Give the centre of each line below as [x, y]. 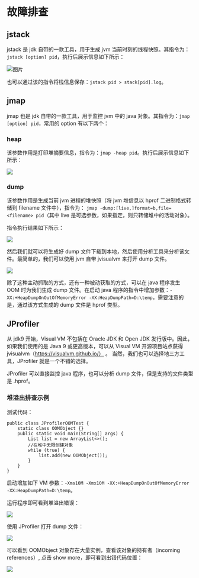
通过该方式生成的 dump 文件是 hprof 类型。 [70, 305]
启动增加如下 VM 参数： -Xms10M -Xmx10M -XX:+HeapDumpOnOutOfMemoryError [98, 483]
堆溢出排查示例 [28, 398]
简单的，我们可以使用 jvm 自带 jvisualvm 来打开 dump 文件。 [96, 259]
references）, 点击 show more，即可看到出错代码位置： [75, 557]
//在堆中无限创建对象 [51, 445]
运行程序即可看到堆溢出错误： [43, 502]
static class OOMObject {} [51, 428]
